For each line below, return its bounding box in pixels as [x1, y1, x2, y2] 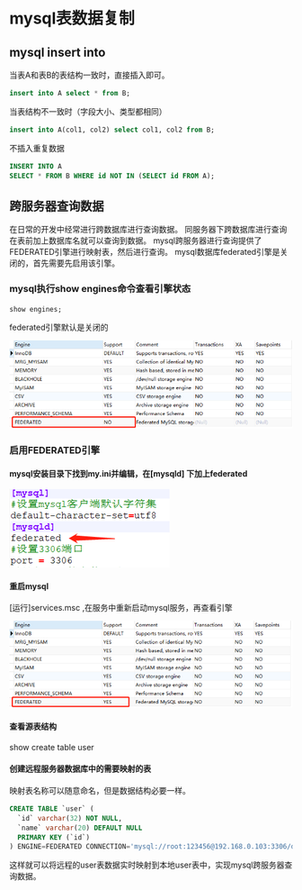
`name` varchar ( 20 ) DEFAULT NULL [17, 823, 143, 832]
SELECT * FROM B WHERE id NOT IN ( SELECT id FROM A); [9, 171, 216, 180]
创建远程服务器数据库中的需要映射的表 [9, 763, 151, 775]
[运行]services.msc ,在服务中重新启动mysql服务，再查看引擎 [9, 603, 233, 613]
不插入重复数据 [9, 142, 65, 153]
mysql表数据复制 [9, 8, 135, 29]
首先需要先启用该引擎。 [32, 258, 120, 268]
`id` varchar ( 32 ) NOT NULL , [17, 813, 123, 822]
